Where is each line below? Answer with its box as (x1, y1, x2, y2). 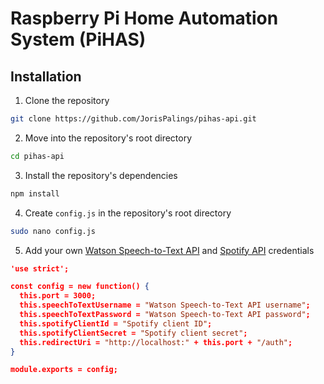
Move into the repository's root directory (24, 132, 193, 144)
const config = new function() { (10, 282, 150, 292)
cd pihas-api (10, 151, 65, 161)
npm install (10, 188, 60, 199)
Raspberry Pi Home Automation (10, 7, 279, 30)
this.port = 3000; (19, 291, 97, 301)
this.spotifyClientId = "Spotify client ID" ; (19, 318, 213, 329)
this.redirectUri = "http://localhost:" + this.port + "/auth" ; (19, 337, 293, 347)
